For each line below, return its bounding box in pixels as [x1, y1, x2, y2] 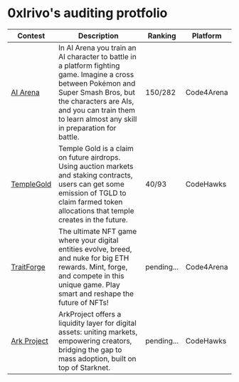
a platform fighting [58, 61, 120, 71]
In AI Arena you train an [58, 43, 137, 53]
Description [78, 31, 119, 41]
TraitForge [11, 262, 46, 272]
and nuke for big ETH [58, 253, 129, 263]
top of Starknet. [58, 362, 111, 372]
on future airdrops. [58, 152, 121, 162]
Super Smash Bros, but [58, 87, 135, 97]
